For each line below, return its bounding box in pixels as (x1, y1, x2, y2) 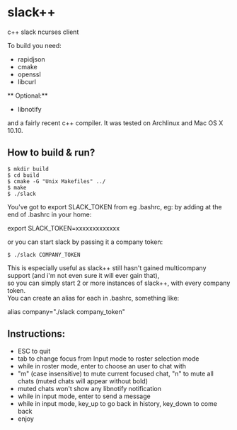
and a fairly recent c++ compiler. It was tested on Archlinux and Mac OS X (7, 118, 224, 127)
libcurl (17, 77, 37, 86)
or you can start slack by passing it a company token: (7, 238, 163, 246)
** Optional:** (7, 91, 48, 100)
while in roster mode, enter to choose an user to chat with (17, 361, 186, 370)
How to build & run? (7, 146, 96, 159)
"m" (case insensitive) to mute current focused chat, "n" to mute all (17, 369, 214, 378)
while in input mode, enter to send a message (17, 392, 151, 400)
